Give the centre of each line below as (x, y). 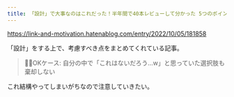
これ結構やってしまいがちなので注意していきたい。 (80, 86)
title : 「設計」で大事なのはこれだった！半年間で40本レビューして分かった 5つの (110, 14)
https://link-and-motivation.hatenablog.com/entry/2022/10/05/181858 (107, 33)
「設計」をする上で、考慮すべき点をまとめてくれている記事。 (95, 48)
